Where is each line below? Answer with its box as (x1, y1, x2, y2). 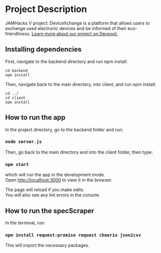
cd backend (5, 68, 28, 73)
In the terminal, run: (5, 219, 46, 225)
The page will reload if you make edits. (5, 186, 85, 193)
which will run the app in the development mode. (5, 171, 106, 178)
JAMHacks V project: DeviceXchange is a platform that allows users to (5, 20, 150, 26)
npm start (5, 161, 29, 167)
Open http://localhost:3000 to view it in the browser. (5, 177, 113, 183)
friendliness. (5, 30, 31, 36)
